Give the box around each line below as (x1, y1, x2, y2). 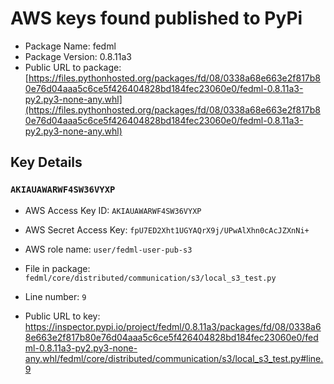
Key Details (10, 154, 83, 171)
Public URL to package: (24, 61, 122, 73)
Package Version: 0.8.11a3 (24, 50, 132, 62)
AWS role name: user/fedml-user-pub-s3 (24, 243, 193, 255)
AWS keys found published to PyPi (10, 7, 303, 30)
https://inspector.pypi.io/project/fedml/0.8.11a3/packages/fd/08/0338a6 (24, 320, 322, 332)
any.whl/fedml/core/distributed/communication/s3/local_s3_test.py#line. (24, 352, 324, 364)
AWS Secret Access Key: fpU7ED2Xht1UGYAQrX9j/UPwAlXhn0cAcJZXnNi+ (24, 223, 310, 236)
